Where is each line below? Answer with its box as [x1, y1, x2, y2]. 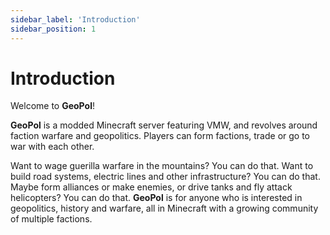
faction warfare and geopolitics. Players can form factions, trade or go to [10, 130, 310, 142]
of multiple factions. [10, 213, 93, 225]
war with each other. [10, 141, 95, 153]
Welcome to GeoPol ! [10, 100, 95, 112]
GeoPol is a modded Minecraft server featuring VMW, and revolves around [10, 119, 318, 131]
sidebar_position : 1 [10, 24, 97, 34]
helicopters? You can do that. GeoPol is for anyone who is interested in [10, 192, 303, 204]
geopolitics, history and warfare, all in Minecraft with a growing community [10, 202, 319, 215]
